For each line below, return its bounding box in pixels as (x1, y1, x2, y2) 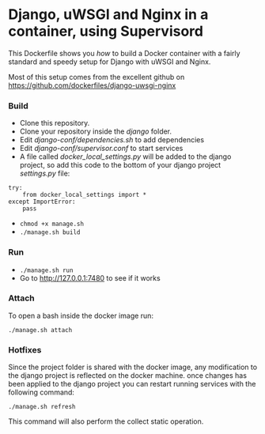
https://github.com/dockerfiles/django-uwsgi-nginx (8, 81, 176, 90)
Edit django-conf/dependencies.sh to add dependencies (19, 135, 204, 145)
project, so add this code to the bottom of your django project (19, 160, 221, 170)
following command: (8, 387, 75, 397)
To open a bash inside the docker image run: (8, 311, 154, 320)
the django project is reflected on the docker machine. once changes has (8, 371, 248, 380)
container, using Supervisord (8, 22, 204, 40)
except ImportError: (8, 198, 77, 206)
